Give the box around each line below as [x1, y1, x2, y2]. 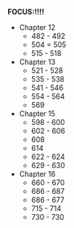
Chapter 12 [18, 23, 55, 32]
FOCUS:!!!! [7, 7, 45, 16]
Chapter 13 [18, 57, 55, 67]
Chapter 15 [18, 109, 55, 118]
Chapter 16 [18, 170, 55, 179]
